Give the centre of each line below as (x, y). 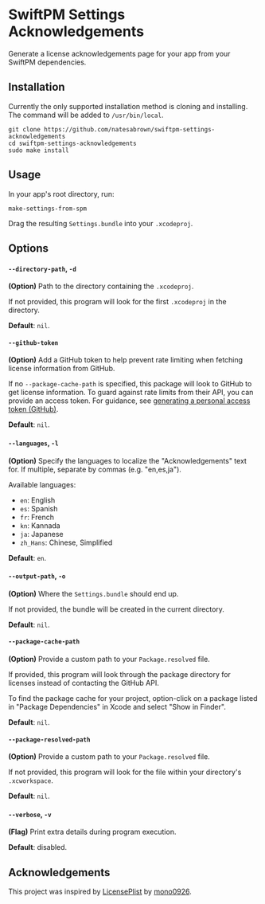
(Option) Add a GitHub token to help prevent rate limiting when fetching (126, 360)
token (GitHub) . (33, 409)
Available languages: (42, 484)
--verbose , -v (30, 814)
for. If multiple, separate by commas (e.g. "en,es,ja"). (95, 469)
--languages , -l (33, 443)
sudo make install (39, 150)
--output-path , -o (37, 576)
